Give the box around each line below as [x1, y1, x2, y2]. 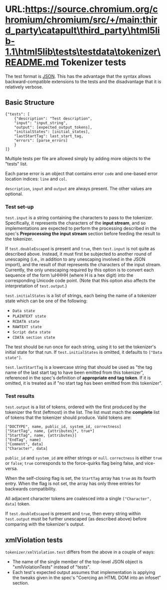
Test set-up [5, 203, 34, 210]
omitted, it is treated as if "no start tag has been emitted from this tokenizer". [5, 380, 163, 386]
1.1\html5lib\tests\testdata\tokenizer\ [5, 46, 161, 58]
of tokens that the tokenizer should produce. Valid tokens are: [5, 414, 132, 421]
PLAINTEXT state [12, 314, 46, 319]
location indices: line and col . [5, 176, 67, 182]
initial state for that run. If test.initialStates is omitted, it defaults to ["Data [5, 349, 163, 355]
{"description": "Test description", [14, 116, 93, 121]
